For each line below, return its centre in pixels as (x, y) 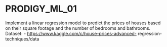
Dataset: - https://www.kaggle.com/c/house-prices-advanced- (71, 33)
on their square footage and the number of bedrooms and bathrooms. (78, 28)
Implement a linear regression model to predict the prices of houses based (83, 23)
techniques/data (22, 39)
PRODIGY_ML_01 (41, 9)
